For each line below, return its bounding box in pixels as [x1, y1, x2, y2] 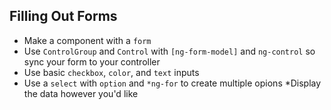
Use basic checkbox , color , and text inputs [23, 66, 200, 78]
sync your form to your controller [23, 55, 161, 68]
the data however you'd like [23, 87, 139, 99]
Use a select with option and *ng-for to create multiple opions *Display [23, 77, 322, 89]
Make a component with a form [23, 34, 152, 46]
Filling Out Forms [9, 8, 118, 25]
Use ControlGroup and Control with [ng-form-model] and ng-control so [23, 45, 316, 57]
